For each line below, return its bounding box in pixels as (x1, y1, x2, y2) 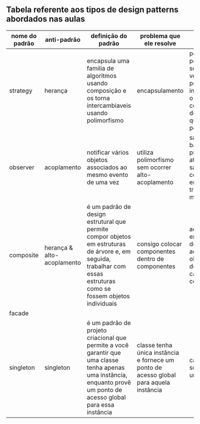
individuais (86, 299, 117, 307)
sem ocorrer (136, 163, 171, 172)
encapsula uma (86, 57, 130, 65)
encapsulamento (136, 86, 184, 95)
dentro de (136, 254, 164, 263)
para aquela (136, 378, 170, 386)
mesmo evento (86, 170, 129, 179)
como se (86, 284, 111, 292)
